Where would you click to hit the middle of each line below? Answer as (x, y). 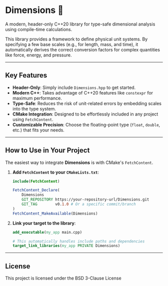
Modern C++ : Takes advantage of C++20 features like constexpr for (83, 92)
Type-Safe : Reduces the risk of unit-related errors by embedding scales (87, 103)
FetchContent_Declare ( (36, 190)
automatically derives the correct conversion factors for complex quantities (82, 49)
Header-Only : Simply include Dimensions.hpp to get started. (74, 87)
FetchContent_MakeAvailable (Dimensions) (55, 213)
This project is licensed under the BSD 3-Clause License (63, 278)
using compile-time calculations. (39, 29)
